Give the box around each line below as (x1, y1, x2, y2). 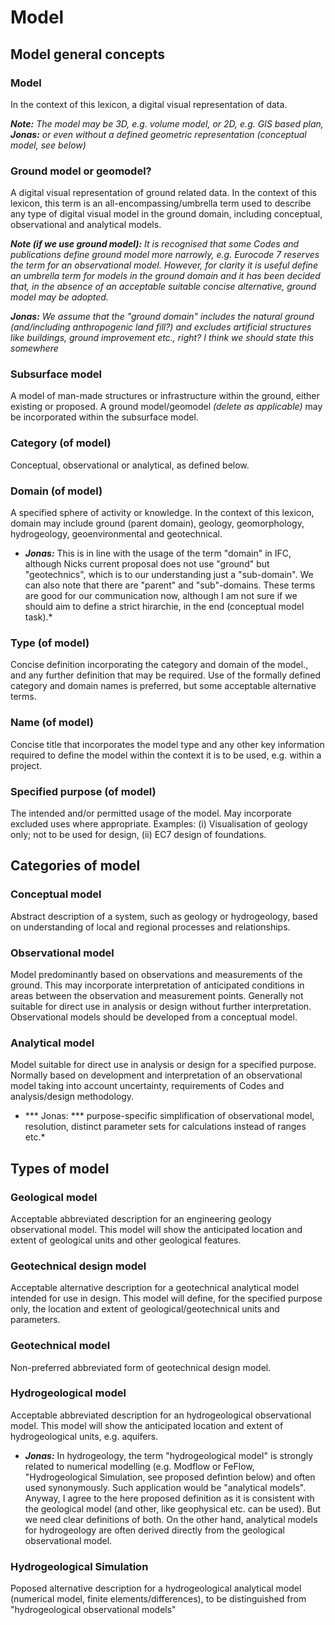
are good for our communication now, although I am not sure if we (24, 590, 298, 602)
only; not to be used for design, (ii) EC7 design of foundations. (10, 828, 267, 840)
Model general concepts (10, 46, 166, 63)
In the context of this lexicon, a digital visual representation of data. (10, 98, 288, 110)
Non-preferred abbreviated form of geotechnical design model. (10, 1361, 272, 1373)
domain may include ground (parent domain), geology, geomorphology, (10, 517, 305, 530)
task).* (24, 611, 53, 623)
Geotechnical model (10, 1339, 111, 1353)
